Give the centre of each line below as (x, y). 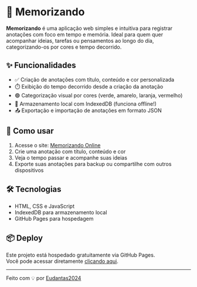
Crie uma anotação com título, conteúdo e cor (70, 151)
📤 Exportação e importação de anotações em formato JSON (88, 110)
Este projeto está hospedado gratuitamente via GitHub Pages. (81, 255)
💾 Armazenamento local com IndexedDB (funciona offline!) (86, 104)
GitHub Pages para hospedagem (54, 219)
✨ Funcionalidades (41, 65)
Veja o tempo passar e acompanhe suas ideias (71, 157)
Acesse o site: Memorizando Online (57, 145)
